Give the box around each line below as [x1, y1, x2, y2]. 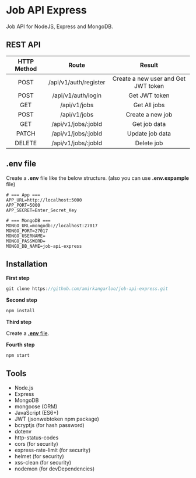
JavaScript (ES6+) [14, 409, 59, 416]
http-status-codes [14, 434, 59, 441]
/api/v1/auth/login [52, 91, 102, 100]
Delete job [135, 139, 163, 147]
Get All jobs [133, 101, 165, 109]
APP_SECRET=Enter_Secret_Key [6, 207, 77, 213]
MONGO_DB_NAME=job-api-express [6, 243, 82, 249]
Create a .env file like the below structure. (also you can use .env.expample [6, 174, 190, 182]
